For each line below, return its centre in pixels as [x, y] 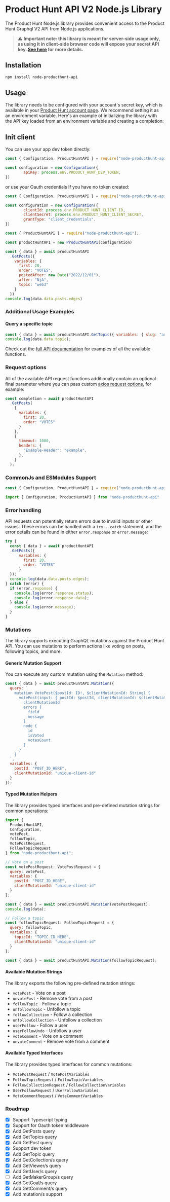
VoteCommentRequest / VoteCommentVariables [58, 1096]
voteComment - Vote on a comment [48, 1036]
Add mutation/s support [37, 1194]
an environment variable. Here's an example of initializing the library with [81, 116]
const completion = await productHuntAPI [50, 398]
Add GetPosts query [34, 1131]
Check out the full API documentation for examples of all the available [78, 349]
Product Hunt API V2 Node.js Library [83, 9]
